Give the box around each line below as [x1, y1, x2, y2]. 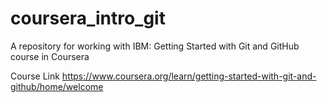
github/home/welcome [10, 80, 104, 92]
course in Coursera [10, 50, 90, 62]
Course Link [10, 70, 60, 82]
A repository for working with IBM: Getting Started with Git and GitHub [10, 40, 300, 52]
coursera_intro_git [10, 7, 166, 30]
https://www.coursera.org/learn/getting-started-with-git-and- [61, 70, 317, 82]
